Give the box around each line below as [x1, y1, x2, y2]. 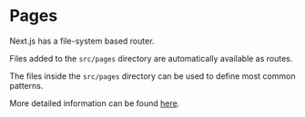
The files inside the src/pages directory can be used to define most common [9, 70, 296, 82]
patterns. [9, 80, 44, 91]
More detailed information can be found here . [9, 97, 180, 109]
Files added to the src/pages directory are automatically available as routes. [9, 53, 293, 63]
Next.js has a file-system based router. [9, 35, 155, 46]
